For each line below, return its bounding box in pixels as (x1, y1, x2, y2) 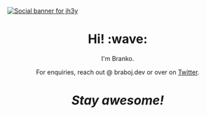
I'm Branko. (101, 54, 135, 62)
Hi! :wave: (88, 32, 148, 47)
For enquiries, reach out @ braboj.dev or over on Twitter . (36, 67, 200, 76)
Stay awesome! (71, 93, 165, 109)
